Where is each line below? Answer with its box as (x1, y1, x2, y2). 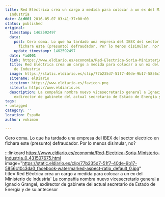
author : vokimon (5, 117, 38, 122)
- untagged (5, 103, 27, 108)
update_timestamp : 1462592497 (14, 48, 76, 53)
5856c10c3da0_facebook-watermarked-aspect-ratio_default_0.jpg (5, 165, 139, 171)
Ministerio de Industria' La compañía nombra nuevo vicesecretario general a (5, 176, 160, 182)
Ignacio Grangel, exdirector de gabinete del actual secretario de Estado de (5, 181, 156, 187)
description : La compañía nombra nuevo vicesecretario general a (9, 90, 146, 95)
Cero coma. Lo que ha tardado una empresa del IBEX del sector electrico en (5, 135, 159, 141)
